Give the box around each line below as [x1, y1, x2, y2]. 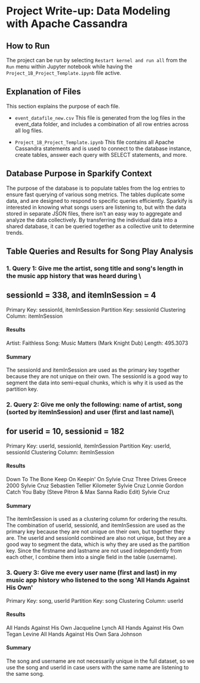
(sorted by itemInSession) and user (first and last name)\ [6, 408, 174, 417]
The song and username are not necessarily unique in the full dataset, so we [6, 657, 195, 664]
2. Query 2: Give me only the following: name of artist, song [6, 400, 183, 409]
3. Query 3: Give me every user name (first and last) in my [6, 569, 177, 577]
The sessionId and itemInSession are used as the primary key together [6, 366, 180, 374]
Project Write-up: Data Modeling [6, 4, 171, 18]
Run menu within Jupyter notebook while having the [6, 63, 133, 70]
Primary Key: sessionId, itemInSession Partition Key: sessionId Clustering [6, 306, 186, 313]
